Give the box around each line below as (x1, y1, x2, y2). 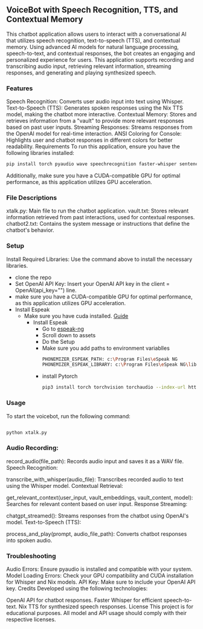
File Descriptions (6, 193, 57, 202)
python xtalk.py (6, 429, 47, 435)
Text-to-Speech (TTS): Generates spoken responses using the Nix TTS (6, 104, 183, 111)
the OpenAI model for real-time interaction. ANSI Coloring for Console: (6, 130, 182, 137)
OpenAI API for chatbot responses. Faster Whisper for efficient (6, 596, 163, 604)
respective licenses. (6, 616, 56, 623)
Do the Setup (42, 338, 76, 345)
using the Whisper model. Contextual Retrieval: (6, 482, 123, 489)
